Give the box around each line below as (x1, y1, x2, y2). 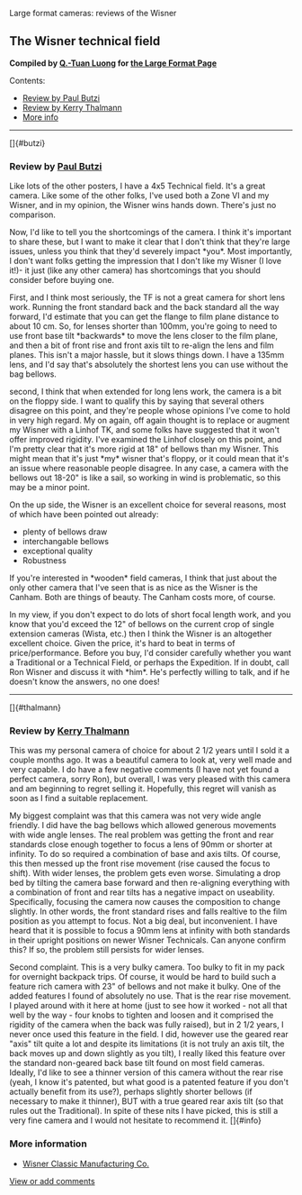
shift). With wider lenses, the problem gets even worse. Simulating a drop (9, 868, 281, 879)
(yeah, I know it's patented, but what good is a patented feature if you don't (9, 1077, 289, 1088)
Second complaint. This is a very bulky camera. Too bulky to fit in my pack (9, 962, 285, 972)
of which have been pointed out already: (9, 509, 159, 520)
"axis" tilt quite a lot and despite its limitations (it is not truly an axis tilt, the (9, 1038, 285, 1049)
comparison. (9, 209, 57, 220)
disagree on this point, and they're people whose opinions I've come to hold (9, 406, 290, 416)
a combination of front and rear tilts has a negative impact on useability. (9, 887, 276, 898)
